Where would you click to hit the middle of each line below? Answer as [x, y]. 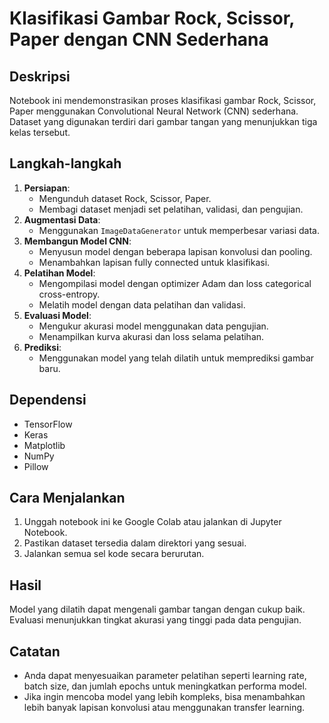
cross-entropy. [69, 294]
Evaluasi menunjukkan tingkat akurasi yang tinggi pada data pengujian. [155, 620]
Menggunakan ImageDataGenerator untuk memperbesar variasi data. [179, 230]
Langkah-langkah [65, 163]
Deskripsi [40, 76]
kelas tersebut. [40, 132]
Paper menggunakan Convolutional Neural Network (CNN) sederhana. [154, 111]
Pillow [36, 466]
